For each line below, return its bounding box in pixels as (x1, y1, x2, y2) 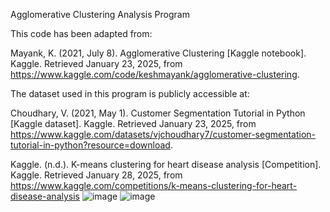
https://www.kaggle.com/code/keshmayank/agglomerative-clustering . (10, 69, 300, 80)
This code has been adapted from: (10, 28, 153, 39)
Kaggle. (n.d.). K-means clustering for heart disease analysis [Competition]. (10, 159, 322, 170)
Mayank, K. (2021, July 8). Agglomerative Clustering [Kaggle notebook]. (10, 47, 307, 59)
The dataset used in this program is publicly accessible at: (10, 88, 250, 99)
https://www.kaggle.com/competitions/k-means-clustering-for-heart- (10, 180, 298, 191)
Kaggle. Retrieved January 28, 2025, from (10, 169, 183, 181)
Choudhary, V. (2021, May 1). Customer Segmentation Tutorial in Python (10, 107, 306, 119)
